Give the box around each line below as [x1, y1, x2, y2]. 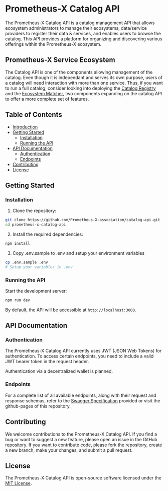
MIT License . [5, 480, 32, 486]
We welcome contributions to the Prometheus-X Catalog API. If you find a [5, 431, 157, 437]
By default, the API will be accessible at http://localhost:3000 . [5, 307, 136, 313]
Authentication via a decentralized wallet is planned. [5, 368, 113, 374]
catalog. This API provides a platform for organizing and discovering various [5, 36, 162, 42]
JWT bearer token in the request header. [5, 359, 89, 365]
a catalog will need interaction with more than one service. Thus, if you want [5, 80, 163, 86]
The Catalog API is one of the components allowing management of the [5, 69, 153, 75]
